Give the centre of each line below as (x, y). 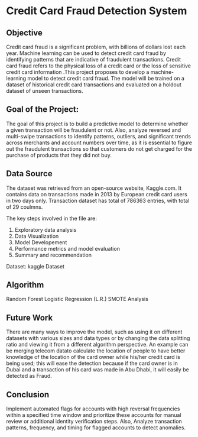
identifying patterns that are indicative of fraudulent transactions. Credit (94, 59)
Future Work (30, 318)
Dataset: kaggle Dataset (35, 266)
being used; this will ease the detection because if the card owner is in (92, 363)
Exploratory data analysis (46, 229)
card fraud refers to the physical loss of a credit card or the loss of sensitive (98, 66)
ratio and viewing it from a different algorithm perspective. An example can (97, 345)
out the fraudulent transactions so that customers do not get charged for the (99, 148)
